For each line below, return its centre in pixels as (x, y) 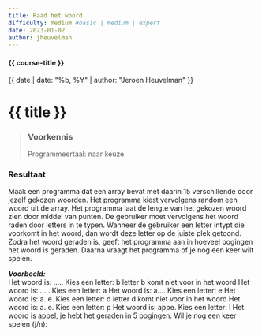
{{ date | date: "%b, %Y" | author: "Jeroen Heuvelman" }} (101, 80)
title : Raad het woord (45, 15)
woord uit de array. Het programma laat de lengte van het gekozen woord (127, 208)
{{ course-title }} (36, 62)
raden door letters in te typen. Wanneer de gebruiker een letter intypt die (126, 225)
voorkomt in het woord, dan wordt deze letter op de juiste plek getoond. (125, 233)
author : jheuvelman (40, 37)
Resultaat (27, 174)
